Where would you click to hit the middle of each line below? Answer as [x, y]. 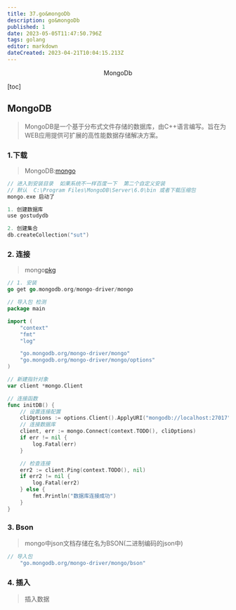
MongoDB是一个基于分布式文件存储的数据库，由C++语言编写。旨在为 [125, 126]
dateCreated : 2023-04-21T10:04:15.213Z [66, 53]
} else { [33, 490]
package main [26, 309]
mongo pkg [40, 270]
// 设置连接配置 [40, 411]
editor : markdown [33, 46]
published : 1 [26, 27]
